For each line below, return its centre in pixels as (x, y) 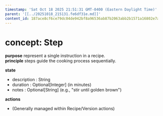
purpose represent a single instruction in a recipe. (55, 56)
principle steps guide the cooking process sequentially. (61, 61)
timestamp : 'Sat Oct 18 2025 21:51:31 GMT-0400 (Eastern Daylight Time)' (81, 9)
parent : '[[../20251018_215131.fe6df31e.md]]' (53, 14)
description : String (31, 80)
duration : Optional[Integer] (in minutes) (52, 85)
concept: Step (34, 42)
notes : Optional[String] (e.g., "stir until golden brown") (67, 90)
